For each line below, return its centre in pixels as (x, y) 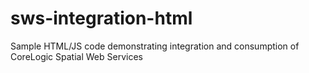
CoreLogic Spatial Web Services (76, 56)
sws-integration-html (101, 18)
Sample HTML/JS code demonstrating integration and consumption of (155, 46)
